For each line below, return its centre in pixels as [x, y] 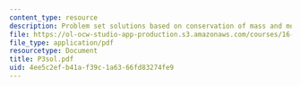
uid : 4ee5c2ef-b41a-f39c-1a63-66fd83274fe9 [92, 68]
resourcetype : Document [54, 51]
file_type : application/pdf [62, 43]
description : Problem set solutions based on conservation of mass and [146, 26]
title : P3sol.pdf [42, 59]
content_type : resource [54, 17]
